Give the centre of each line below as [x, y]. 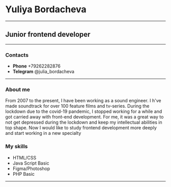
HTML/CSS [24, 157]
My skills [17, 147]
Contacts [17, 55]
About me [18, 89]
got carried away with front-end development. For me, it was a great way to [84, 117]
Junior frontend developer [48, 34]
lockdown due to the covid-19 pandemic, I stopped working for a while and [84, 111]
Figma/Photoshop [31, 168]
